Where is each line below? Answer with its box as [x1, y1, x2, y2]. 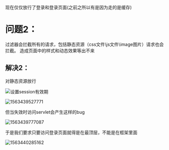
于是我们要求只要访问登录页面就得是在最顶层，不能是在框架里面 [5, 129, 137, 135]
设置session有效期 [10, 88, 49, 94]
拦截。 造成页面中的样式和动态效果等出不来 [5, 47, 95, 54]
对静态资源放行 [5, 78, 36, 84]
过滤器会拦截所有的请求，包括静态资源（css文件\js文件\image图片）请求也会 [5, 41, 164, 47]
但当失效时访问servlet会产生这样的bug [5, 109, 85, 115]
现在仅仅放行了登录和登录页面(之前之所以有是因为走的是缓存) [5, 5, 132, 10]
